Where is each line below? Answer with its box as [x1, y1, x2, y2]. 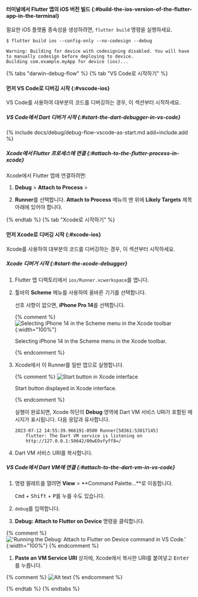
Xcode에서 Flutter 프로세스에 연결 [6, 149, 86, 157]
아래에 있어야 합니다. [14, 204, 63, 211]
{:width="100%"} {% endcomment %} [6, 542, 100, 549]
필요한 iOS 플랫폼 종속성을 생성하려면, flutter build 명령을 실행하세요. [6, 26, 173, 33]
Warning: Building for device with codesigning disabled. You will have [6, 48, 190, 55]
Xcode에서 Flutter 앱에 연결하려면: [6, 172, 87, 179]
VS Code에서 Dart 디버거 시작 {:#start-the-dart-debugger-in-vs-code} [6, 113, 181, 121]
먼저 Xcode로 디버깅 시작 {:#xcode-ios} [6, 230, 101, 238]
